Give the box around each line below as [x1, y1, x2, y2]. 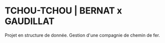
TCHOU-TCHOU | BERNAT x [5, 5, 122, 16]
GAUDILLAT [5, 15, 55, 27]
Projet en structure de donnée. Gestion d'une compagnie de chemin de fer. [5, 32, 160, 38]
